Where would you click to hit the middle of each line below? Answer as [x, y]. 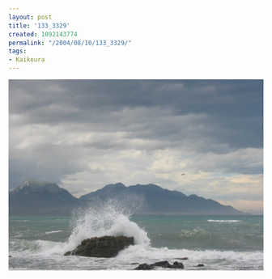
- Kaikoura [27, 60]
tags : [17, 51]
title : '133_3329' [39, 25]
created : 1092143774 [43, 34]
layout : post [30, 17]
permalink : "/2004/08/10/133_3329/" [70, 43]
